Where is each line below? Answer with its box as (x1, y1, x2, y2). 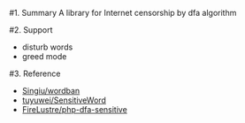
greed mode (21, 51, 67, 61)
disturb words (21, 42, 73, 52)
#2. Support (9, 25, 53, 35)
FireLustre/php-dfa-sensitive (21, 104, 128, 114)
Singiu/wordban (21, 86, 80, 96)
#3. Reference (9, 68, 61, 79)
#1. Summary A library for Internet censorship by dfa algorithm (9, 8, 237, 18)
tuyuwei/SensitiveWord (21, 95, 106, 105)
